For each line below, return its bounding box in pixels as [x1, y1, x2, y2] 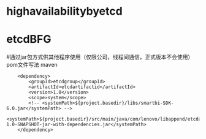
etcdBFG [6, 32, 51, 47]
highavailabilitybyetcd [6, 4, 123, 18]
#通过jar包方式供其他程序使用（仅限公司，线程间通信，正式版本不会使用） [6, 53, 194, 61]
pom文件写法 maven [6, 61, 58, 69]
